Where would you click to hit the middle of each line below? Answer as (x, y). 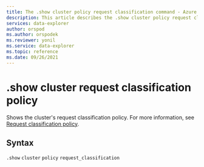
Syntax (20, 143)
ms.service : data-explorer (40, 46)
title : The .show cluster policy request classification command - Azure (102, 12)
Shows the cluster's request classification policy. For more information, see (100, 117)
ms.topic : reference (32, 52)
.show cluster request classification (99, 87)
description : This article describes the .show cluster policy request (99, 18)
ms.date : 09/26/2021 (32, 57)
